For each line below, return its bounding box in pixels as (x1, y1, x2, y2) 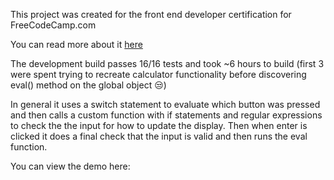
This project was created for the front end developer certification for (10, 9, 292, 20)
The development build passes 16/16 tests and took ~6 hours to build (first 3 (10, 58, 325, 69)
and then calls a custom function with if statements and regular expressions (10, 109, 323, 121)
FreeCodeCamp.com (10, 19, 97, 31)
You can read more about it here (10, 39, 143, 50)
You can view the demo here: (10, 160, 131, 172)
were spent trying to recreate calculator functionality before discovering (10, 69, 307, 80)
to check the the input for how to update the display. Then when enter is (10, 120, 308, 131)
